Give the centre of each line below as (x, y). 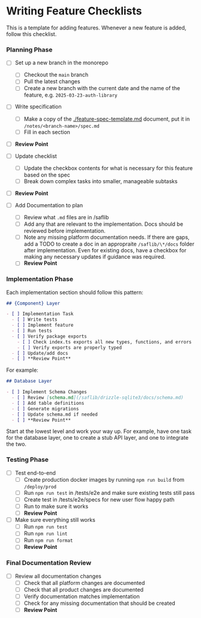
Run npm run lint (46, 533)
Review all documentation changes (58, 576)
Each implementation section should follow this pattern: (75, 292)
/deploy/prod (40, 487)
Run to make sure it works (56, 506)
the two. (16, 444)
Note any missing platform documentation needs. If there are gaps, (107, 237)
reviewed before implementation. (65, 231)
